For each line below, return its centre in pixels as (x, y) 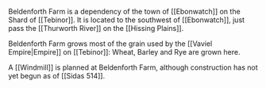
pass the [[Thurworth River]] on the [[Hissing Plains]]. (96, 28)
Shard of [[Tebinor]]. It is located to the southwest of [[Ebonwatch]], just (126, 20)
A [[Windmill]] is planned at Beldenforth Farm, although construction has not (133, 67)
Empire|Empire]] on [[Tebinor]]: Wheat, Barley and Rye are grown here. (124, 52)
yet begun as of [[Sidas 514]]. (57, 76)
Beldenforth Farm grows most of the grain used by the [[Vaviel (110, 44)
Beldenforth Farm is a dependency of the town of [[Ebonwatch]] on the (124, 11)
